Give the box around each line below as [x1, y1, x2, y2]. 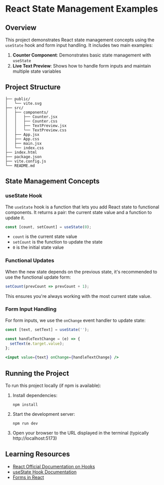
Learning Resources [5, 450, 70, 459]
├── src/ [5, 105, 24, 110]
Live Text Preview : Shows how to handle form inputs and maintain [12, 63, 151, 69]
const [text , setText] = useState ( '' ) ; [5, 327, 90, 332]
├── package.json [5, 154, 42, 159]
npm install [12, 402, 38, 407]
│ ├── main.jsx [5, 141, 42, 146]
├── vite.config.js [5, 159, 47, 164]
